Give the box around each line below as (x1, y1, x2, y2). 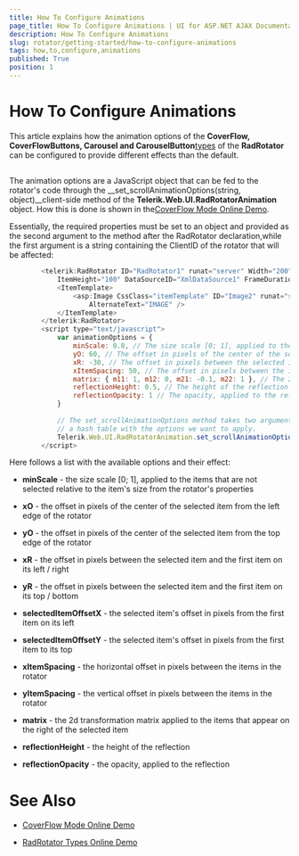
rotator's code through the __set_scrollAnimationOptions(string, (9, 185, 242, 196)
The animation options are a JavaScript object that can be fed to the (9, 176, 259, 186)
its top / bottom (21, 590, 78, 602)
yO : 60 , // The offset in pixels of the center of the (72, 350, 280, 358)
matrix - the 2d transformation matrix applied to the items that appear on (21, 715, 290, 726)
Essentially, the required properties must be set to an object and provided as (9, 221, 289, 232)
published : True (9, 54, 69, 63)
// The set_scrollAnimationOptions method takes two (56, 416, 256, 424)
